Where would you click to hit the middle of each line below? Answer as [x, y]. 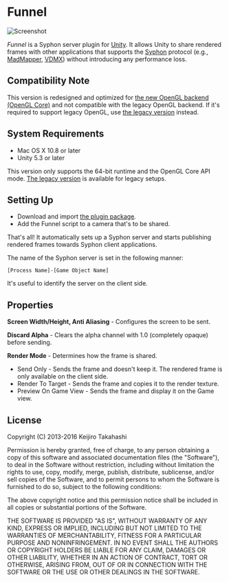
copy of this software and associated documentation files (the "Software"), [113, 457]
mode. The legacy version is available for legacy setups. [87, 178]
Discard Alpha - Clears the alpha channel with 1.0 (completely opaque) [108, 335]
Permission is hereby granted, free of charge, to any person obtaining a [108, 450]
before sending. [30, 343]
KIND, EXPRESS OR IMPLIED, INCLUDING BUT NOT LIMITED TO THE [105, 528]
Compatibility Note [48, 81]
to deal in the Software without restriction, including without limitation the [111, 465]
